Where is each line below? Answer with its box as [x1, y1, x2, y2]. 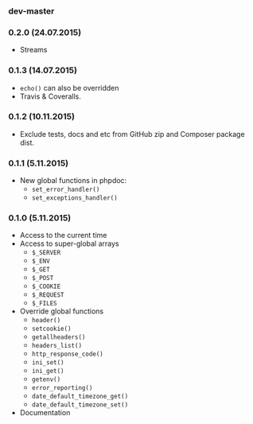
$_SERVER [31, 249, 61, 257]
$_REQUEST [31, 291, 65, 299]
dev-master [8, 6, 55, 17]
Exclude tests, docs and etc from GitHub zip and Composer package [19, 129, 245, 138]
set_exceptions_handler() [31, 194, 118, 202]
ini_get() [31, 368, 65, 375]
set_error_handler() [31, 185, 100, 194]
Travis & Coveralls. [19, 91, 81, 101]
